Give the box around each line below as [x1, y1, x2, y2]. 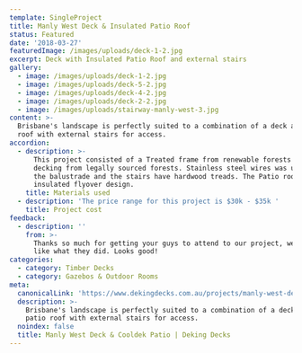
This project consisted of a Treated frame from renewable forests [32, 154, 292, 164]
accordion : [9, 138, 50, 147]
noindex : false [17, 322, 75, 331]
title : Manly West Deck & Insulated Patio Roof [9, 22, 191, 31]
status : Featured [9, 30, 75, 39]
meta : [9, 280, 30, 289]
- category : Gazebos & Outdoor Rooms [17, 272, 159, 281]
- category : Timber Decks [17, 264, 115, 273]
